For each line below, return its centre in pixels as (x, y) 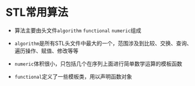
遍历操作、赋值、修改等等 (46, 51)
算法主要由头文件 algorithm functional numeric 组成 (78, 30)
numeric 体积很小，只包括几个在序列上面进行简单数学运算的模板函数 (98, 64)
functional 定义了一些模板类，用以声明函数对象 (73, 76)
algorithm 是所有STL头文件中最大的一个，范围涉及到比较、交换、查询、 (103, 43)
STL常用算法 (37, 12)
